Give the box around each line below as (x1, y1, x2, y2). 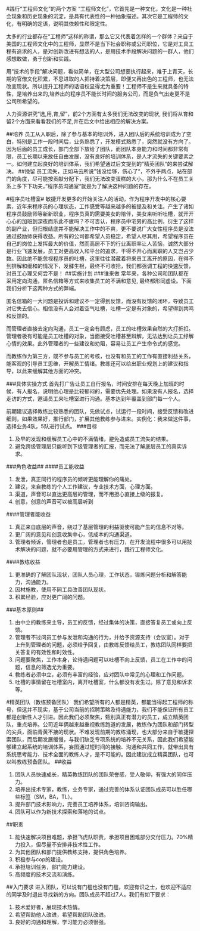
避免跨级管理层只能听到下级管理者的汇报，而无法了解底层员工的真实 (14, 443, 182, 450)
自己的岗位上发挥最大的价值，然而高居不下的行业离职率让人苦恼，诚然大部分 (6, 240, 194, 247)
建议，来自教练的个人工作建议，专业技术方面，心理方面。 (14, 483, 156, 490)
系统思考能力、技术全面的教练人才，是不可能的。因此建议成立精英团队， (6, 751, 183, 757)
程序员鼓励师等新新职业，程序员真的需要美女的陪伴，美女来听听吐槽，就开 (6, 211, 189, 217)
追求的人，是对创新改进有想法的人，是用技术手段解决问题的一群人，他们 (16, 48, 194, 55)
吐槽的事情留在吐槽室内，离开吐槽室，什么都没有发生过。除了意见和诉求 (14, 679, 192, 685)
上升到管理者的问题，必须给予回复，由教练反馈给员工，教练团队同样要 (14, 641, 187, 648)
